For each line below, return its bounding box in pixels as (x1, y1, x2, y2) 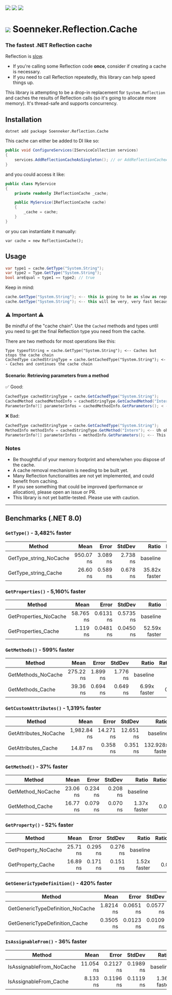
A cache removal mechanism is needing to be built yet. (12, 467, 129, 473)
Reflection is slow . (5, 53, 44, 59)
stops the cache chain (5, 353, 54, 358)
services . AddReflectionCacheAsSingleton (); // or (14, 157, 123, 162)
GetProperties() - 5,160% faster (5, 588, 86, 595)
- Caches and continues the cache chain (5, 362, 93, 367)
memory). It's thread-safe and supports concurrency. (5, 100, 118, 107)
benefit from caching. (12, 478, 59, 484)
